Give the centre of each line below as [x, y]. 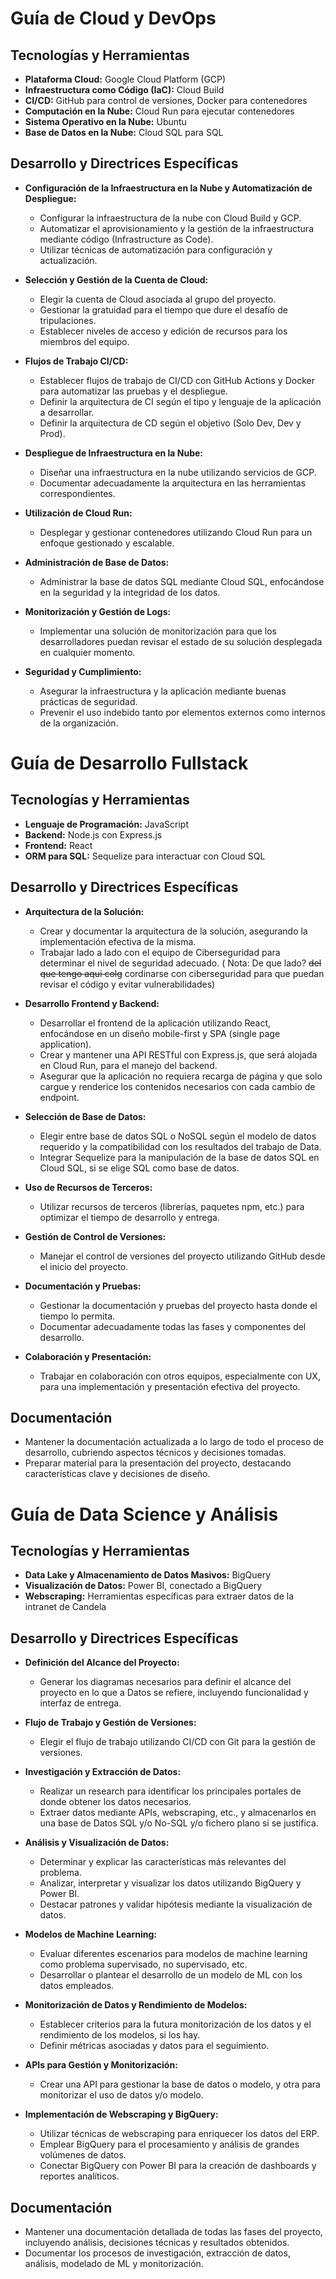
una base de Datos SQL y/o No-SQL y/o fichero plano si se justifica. [179, 1823]
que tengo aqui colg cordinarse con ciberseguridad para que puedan [182, 973]
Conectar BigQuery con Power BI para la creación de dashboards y [178, 2166]
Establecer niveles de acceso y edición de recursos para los [163, 331]
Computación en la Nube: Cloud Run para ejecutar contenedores [159, 111]
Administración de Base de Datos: [97, 562]
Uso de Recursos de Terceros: [88, 1187]
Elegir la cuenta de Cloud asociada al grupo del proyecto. [158, 299]
